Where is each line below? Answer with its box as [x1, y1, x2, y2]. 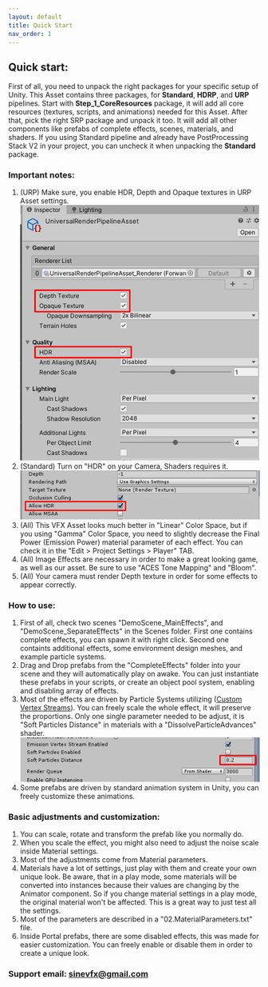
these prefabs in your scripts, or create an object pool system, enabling [19, 677, 255, 687]
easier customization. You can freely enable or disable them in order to [19, 940, 253, 949]
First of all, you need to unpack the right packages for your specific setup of [8, 82, 259, 91]
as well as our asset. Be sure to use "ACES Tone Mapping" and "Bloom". [19, 562, 257, 572]
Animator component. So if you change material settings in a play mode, [19, 889, 258, 899]
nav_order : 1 [8, 30, 52, 38]
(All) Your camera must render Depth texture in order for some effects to [19, 571, 258, 581]
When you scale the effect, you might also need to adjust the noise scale [19, 838, 259, 848]
